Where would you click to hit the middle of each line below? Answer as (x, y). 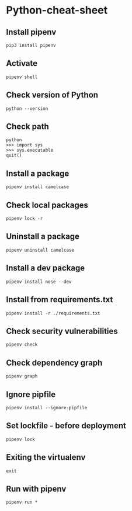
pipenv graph (22, 376)
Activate (22, 63)
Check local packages (47, 205)
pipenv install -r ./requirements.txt (53, 313)
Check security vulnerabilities (62, 331)
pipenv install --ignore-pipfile (47, 408)
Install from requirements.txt (60, 300)
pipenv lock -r (25, 219)
